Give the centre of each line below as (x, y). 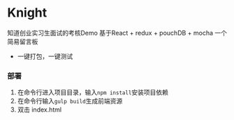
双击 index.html (39, 110)
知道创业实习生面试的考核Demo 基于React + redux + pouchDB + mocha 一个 (117, 33)
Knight (27, 13)
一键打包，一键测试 (45, 56)
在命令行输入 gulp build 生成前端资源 (70, 101)
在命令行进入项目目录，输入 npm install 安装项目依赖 (93, 92)
